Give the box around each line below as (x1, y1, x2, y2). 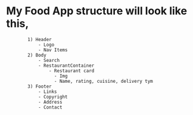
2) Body (27, 52, 46, 58)
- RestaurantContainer (38, 63, 95, 69)
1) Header (27, 36, 52, 42)
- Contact (38, 104, 63, 110)
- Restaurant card (48, 67, 95, 74)
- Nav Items (38, 46, 68, 53)
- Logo (38, 42, 55, 48)
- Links (38, 88, 58, 95)
